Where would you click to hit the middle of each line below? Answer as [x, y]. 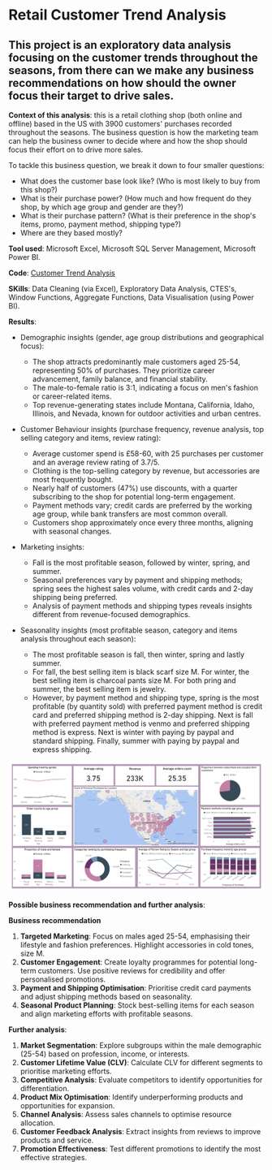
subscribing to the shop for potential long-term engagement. [134, 496]
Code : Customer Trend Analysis [62, 273]
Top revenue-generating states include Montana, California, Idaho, [144, 405]
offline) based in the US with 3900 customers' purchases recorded [120, 124]
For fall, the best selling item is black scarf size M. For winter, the [141, 672]
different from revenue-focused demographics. [111, 614]
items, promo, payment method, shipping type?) [100, 224]
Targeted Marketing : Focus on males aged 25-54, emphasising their [135, 936]
